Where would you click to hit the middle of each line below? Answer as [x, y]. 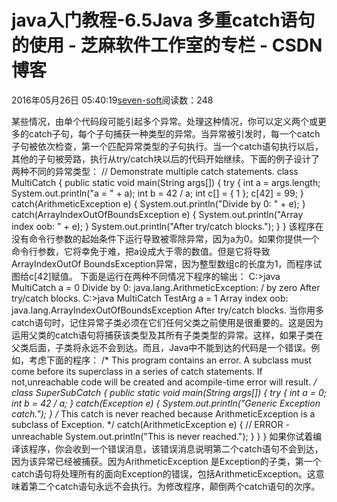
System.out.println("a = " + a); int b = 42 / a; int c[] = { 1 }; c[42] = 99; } [157, 193]
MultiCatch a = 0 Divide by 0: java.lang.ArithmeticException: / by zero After [166, 287]
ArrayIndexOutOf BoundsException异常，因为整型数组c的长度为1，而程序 [162, 263]
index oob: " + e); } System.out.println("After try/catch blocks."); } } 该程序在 [167, 226]
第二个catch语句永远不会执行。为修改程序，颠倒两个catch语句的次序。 [174, 486]
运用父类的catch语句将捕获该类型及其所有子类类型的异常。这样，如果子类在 [167, 335]
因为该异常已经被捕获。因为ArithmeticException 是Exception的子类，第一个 [166, 461]
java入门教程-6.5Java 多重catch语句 [163, 20]
